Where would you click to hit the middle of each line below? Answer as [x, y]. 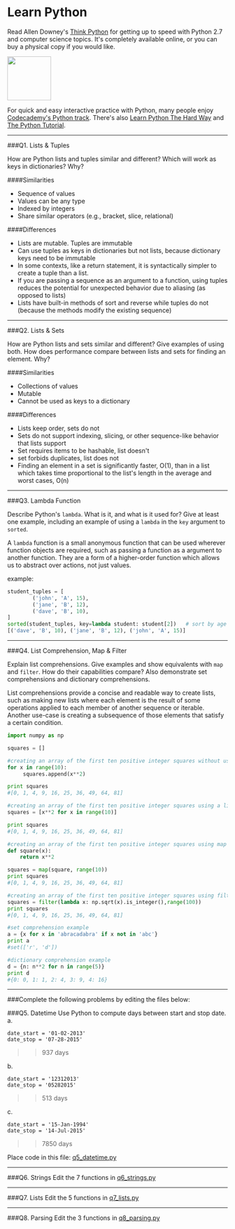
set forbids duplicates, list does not [68, 458]
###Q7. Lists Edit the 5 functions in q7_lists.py [73, 1198]
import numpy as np [36, 736]
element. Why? [29, 359]
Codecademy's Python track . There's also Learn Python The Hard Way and [116, 117]
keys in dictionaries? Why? [45, 166]
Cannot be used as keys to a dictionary [74, 401]
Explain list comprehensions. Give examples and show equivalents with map [115, 665]
